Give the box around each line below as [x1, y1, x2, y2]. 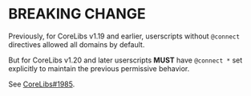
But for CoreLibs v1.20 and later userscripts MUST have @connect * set [8, 55, 243, 65]
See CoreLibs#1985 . [8, 79, 75, 89]
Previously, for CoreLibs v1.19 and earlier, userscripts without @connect [8, 31, 241, 41]
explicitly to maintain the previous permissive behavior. [8, 63, 190, 73]
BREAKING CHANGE [8, 5, 146, 23]
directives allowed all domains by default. [8, 39, 145, 49]
